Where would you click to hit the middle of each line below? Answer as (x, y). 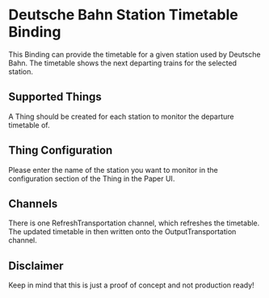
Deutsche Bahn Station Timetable (123, 15)
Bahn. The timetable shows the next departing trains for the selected (122, 63)
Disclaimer (36, 265)
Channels (33, 204)
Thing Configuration (61, 151)
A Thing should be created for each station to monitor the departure (121, 116)
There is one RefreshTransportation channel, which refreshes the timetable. (134, 223)
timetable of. (29, 125)
